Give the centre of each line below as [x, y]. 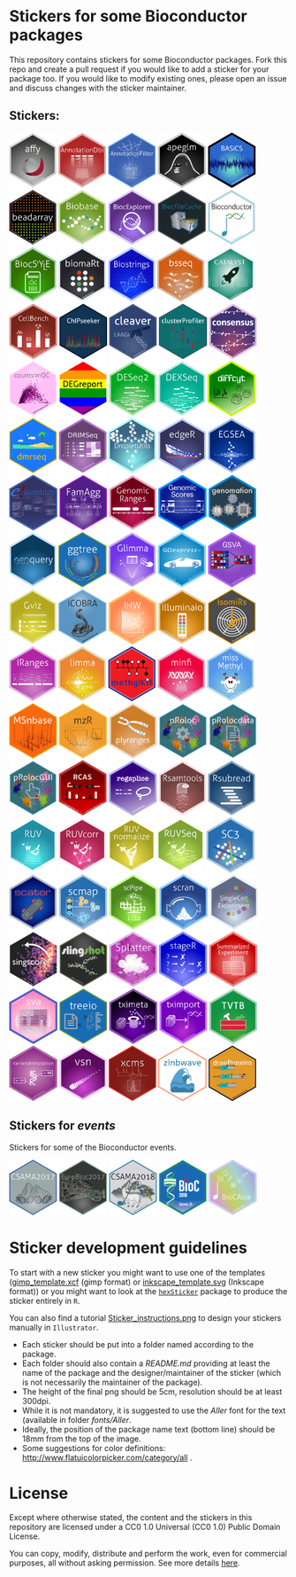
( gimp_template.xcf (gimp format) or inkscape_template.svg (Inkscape [137, 1282]
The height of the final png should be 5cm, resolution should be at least [152, 1391]
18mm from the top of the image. [81, 1439]
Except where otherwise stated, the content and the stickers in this [131, 1518]
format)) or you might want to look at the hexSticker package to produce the [148, 1291]
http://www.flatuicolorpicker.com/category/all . [107, 1457]
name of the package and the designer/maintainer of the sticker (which [151, 1372]
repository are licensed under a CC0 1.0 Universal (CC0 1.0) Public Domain [145, 1527]
